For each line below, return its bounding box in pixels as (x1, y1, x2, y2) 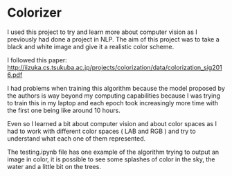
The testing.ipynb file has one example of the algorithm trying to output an (7, 148, 220, 156)
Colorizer (7, 5, 62, 21)
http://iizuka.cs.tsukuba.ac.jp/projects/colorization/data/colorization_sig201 (7, 63, 223, 71)
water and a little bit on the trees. (7, 162, 102, 170)
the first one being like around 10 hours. (7, 106, 121, 114)
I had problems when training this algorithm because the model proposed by (7, 84, 225, 92)
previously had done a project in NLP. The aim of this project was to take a (7, 35, 220, 43)
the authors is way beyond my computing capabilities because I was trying (7, 91, 220, 100)
